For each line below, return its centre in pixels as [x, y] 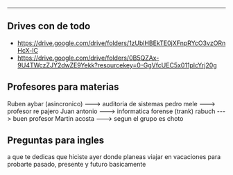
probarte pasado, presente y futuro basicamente [77, 165]
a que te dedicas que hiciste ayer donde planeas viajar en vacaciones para [114, 157]
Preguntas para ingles [56, 141]
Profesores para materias [63, 87]
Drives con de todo [49, 26]
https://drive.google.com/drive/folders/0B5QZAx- [88, 58]
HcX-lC [27, 50]
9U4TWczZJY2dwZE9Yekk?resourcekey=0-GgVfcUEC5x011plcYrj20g [117, 65]
